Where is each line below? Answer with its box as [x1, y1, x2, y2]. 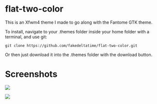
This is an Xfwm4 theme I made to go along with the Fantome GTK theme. [5, 19, 153, 25]
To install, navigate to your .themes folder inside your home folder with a [5, 29, 149, 34]
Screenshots [5, 69, 58, 80]
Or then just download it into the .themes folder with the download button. [5, 52, 153, 58]
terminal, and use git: [5, 34, 47, 40]
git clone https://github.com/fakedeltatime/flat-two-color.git [5, 43, 138, 48]
